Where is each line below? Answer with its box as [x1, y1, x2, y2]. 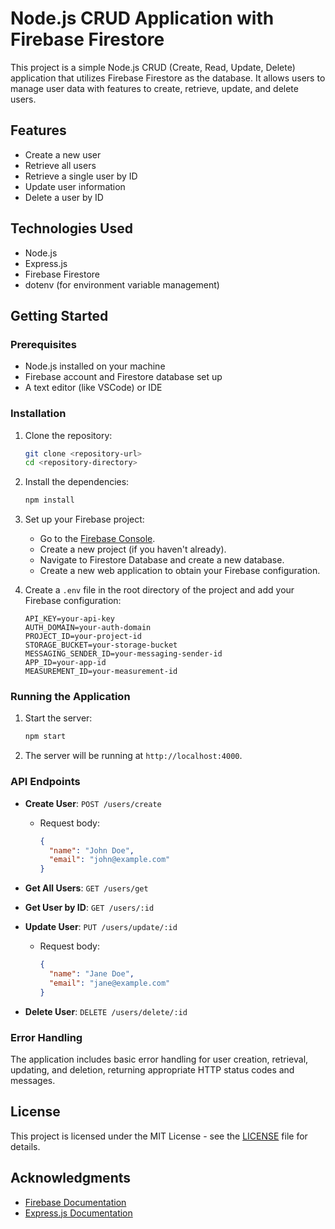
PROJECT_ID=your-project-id [24, 632, 142, 642]
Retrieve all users [24, 159, 97, 171]
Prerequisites [10, 337, 77, 351]
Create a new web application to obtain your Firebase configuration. [39, 565, 321, 577]
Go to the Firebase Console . [39, 533, 156, 545]
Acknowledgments [10, 1170, 132, 1187]
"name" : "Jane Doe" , [48, 969, 135, 979]
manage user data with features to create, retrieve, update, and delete [10, 82, 299, 94]
